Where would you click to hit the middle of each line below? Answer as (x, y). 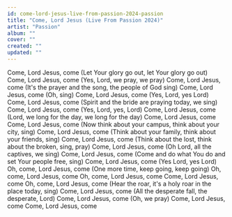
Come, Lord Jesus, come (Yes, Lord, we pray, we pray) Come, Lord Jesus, (114, 80)
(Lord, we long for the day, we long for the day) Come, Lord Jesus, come (111, 117)
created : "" (24, 46)
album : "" (22, 33)
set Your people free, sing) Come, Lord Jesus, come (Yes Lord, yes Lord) (112, 161)
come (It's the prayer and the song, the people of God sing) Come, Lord (110, 87)
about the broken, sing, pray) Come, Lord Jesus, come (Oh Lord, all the (109, 147)
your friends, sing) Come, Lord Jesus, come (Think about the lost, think (110, 139)
